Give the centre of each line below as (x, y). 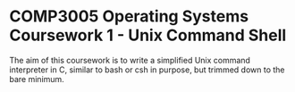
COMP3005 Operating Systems (129, 17)
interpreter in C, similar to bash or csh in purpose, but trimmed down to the (147, 70)
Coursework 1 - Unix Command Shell (148, 35)
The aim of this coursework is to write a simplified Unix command (130, 60)
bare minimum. (37, 79)
